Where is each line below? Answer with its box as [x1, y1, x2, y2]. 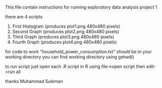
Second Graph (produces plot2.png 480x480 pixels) [12, 29, 120, 34]
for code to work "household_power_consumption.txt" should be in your [5, 49, 152, 54]
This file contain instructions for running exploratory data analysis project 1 [5, 4, 157, 10]
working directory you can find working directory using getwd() [5, 54, 134, 60]
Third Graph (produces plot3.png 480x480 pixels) [12, 34, 115, 40]
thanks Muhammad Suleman [5, 79, 63, 84]
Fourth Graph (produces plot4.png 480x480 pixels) [12, 39, 117, 45]
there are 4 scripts [5, 14, 43, 19]
